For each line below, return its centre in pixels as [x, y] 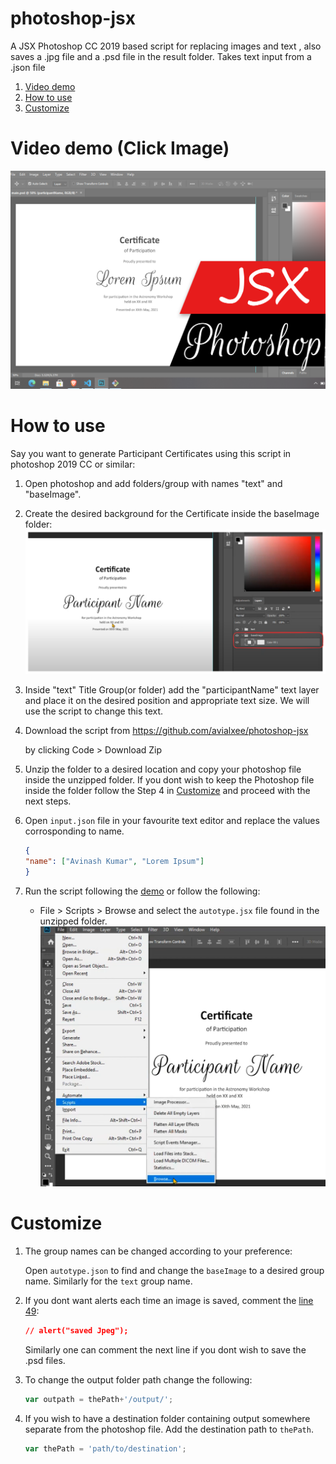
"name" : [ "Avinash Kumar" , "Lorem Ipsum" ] [114, 862]
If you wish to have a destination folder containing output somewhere [167, 1418]
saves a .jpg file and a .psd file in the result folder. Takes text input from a [161, 56]
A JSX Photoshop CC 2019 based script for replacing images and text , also [166, 46]
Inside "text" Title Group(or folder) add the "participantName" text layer [172, 690]
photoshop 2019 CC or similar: [73, 464]
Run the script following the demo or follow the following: [142, 891]
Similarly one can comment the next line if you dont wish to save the [165, 1349]
